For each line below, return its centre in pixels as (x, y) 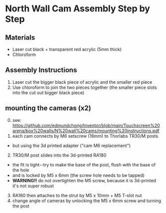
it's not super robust (33, 186)
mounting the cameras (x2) (48, 108)
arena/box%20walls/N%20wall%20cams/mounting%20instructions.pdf (86, 131)
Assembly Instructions (41, 70)
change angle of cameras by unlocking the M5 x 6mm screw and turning (87, 201)
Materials (20, 37)
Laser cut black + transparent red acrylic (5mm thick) (67, 49)
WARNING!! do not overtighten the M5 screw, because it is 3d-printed (84, 180)
